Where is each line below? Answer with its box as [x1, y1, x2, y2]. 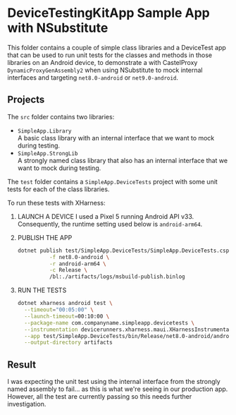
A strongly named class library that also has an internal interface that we [17, 156, 228, 164]
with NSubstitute [7, 20, 108, 36]
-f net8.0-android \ [49, 253, 110, 260]
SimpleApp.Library [17, 127, 72, 135]
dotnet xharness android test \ [17, 300, 113, 307]
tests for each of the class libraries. [7, 185, 110, 193]
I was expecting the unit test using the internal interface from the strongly [7, 378, 221, 386]
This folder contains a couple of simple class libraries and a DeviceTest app [7, 43, 227, 52]
